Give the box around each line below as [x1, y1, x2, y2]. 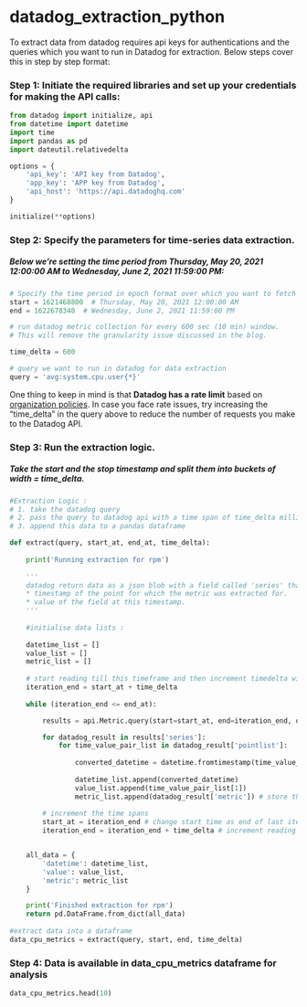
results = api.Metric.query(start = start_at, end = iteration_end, [42, 715, 292, 726]
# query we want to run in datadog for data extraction [9, 364, 227, 373]
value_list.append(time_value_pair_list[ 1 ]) [74, 783, 248, 792]
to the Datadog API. [9, 418, 84, 429]
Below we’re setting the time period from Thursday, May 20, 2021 [9, 256, 263, 267]
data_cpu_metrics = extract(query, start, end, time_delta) [9, 935, 244, 944]
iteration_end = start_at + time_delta [26, 683, 178, 692]
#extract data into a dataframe [9, 927, 132, 936]
